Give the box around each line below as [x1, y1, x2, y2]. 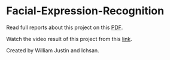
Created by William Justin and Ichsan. [6, 46, 100, 54]
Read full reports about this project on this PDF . [6, 24, 123, 31]
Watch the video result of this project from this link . [6, 35, 133, 42]
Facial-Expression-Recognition [6, 4, 165, 18]
